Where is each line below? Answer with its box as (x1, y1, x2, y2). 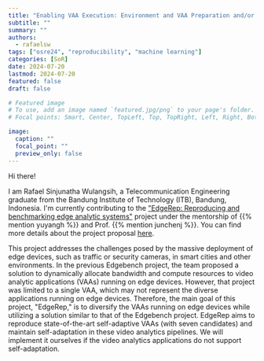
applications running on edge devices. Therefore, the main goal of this (8, 293, 236, 303)
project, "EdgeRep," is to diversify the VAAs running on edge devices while (8, 302, 251, 311)
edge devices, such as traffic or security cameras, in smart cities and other (8, 252, 251, 261)
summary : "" (8, 26, 47, 34)
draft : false (8, 84, 51, 93)
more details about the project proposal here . (8, 228, 155, 238)
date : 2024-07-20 (8, 63, 65, 71)
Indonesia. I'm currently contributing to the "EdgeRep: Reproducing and (8, 203, 240, 212)
